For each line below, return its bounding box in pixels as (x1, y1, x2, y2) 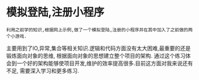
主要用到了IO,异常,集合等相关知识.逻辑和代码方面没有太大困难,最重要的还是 (6, 45, 191, 52)
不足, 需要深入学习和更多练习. (6, 67, 80, 74)
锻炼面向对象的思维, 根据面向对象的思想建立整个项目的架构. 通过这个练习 (6, 52, 186, 59)
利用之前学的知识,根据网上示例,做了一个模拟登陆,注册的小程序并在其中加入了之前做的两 (6, 26, 193, 33)
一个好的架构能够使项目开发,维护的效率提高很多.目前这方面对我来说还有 (16, 60, 194, 67)
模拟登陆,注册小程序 (6, 5, 105, 19)
